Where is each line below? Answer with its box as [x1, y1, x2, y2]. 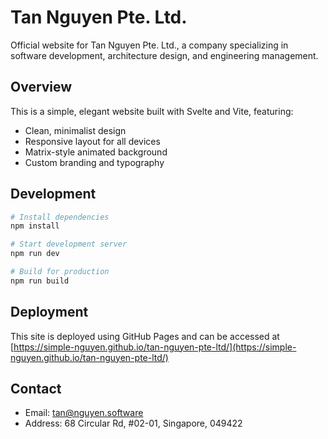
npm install [10, 221, 60, 231]
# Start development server [10, 239, 128, 250]
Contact [10, 381, 62, 398]
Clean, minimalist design [24, 124, 127, 136]
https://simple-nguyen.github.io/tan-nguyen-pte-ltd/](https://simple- [13, 341, 297, 353]
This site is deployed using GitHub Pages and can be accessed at [10, 330, 280, 342]
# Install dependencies [10, 212, 110, 222]
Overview [10, 79, 73, 96]
